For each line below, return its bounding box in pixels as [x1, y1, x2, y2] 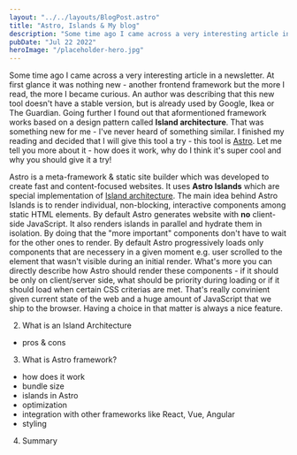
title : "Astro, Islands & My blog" [9, 21, 141, 30]
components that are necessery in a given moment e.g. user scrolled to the [9, 246, 283, 257]
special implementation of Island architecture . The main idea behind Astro [9, 191, 278, 201]
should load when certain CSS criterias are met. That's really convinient [9, 284, 270, 295]
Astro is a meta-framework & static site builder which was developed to [9, 171, 270, 182]
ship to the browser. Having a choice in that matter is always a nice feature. [9, 303, 283, 314]
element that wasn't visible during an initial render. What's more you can [9, 256, 272, 267]
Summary [21, 436, 57, 446]
